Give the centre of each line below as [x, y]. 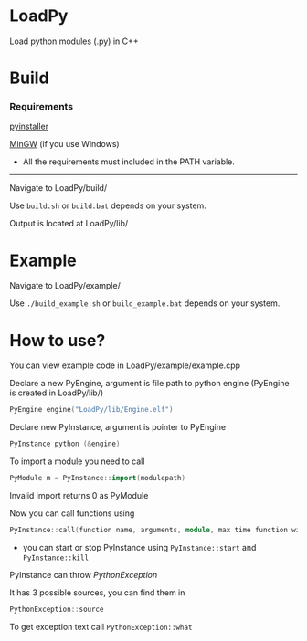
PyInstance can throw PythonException [84, 574]
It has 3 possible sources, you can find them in [97, 592]
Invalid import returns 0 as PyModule [79, 495]
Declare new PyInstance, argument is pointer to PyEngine [118, 427]
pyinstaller [29, 126]
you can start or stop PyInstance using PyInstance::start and [139, 547]
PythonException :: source [57, 609]
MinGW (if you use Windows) [65, 144]
